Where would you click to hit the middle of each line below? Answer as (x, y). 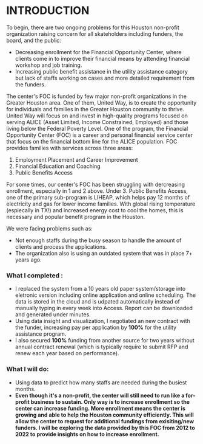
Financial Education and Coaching (58, 166)
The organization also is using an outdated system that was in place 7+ (104, 253)
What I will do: (28, 369)
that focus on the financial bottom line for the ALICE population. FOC (92, 141)
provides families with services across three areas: (70, 148)
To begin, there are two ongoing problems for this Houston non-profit (93, 27)
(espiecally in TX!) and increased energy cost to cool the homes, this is (95, 210)
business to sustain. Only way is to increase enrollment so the (110, 401)
